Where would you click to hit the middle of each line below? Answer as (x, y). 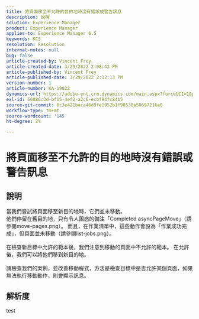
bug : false (20, 56)
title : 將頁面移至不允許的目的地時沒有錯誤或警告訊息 (64, 12)
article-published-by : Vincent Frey (51, 72)
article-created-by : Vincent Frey (49, 61)
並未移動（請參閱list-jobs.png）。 (75, 233)
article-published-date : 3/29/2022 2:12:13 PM (65, 77)
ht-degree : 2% (24, 122)
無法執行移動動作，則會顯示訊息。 (48, 276)
